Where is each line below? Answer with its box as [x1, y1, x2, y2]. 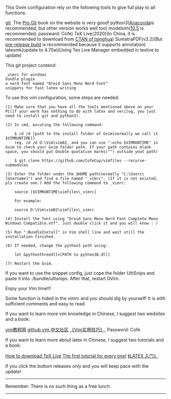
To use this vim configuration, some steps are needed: [5, 95, 120, 100]
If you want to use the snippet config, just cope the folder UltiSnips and [5, 270, 155, 276]
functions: [5, 10, 26, 16]
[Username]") [5, 176, 33, 181]
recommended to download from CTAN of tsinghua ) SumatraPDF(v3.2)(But [5, 36, 163, 42]
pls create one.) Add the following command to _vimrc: [5, 181, 126, 186]
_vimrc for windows [5, 72, 47, 77]
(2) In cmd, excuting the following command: [5, 122, 103, 127]
